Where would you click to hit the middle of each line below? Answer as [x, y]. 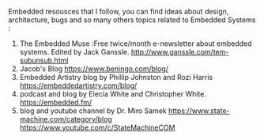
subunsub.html [44, 60]
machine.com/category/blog [66, 119]
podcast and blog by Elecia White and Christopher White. [113, 94]
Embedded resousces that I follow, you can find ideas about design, [119, 11]
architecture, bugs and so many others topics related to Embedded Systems [132, 20]
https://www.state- [200, 111]
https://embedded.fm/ [56, 102]
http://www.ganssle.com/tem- [180, 52]
